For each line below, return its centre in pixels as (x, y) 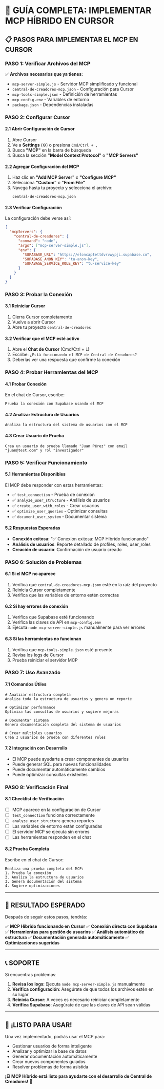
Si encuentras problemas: (31, 975)
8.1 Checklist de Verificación (35, 799)
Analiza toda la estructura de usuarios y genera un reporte (69, 699)
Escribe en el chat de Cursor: (34, 859)
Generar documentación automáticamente (55, 1056)
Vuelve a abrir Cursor (34, 322)
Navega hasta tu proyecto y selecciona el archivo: (62, 188)
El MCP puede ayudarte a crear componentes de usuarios (70, 759)
